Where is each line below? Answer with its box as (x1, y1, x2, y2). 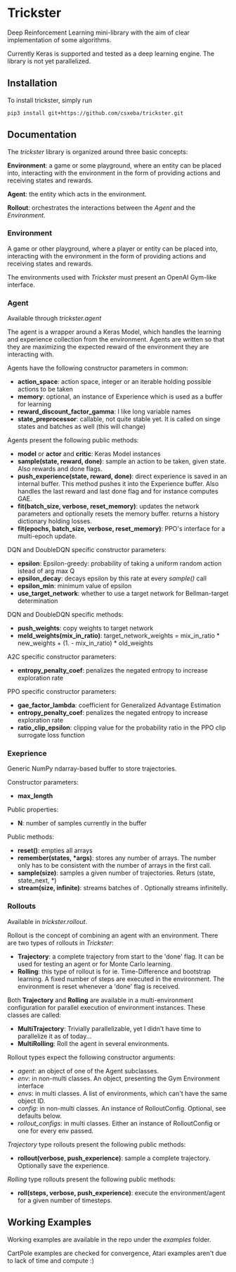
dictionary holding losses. (17, 517, 93, 525)
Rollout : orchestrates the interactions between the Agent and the (7, 203, 195, 212)
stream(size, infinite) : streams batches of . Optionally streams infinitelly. (17, 884, 228, 892)
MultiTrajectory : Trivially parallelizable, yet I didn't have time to (17, 1024, 202, 1033)
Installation (7, 77, 58, 89)
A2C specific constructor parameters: (7, 653, 117, 661)
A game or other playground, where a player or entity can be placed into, (7, 244, 218, 253)
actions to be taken (17, 385, 74, 394)
